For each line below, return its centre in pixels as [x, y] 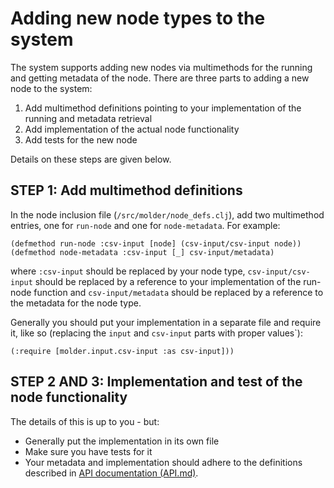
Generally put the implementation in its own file [122, 441]
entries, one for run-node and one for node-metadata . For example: [145, 225]
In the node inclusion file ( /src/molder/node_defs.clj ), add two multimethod [167, 214]
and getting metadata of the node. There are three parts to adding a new [160, 78]
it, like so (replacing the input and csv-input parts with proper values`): [156, 333]
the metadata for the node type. [76, 303]
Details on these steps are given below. [91, 159]
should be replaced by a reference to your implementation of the [168, 281]
